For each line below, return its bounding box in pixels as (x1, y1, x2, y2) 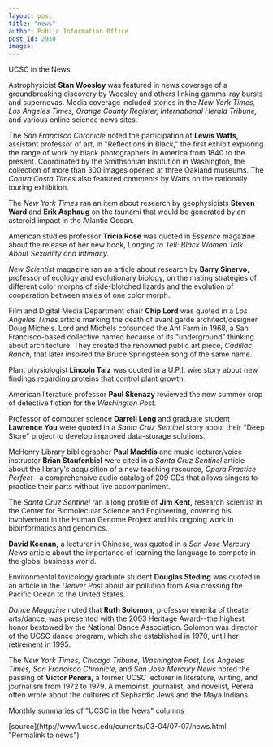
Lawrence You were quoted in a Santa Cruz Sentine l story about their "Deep (8, 422, 266, 432)
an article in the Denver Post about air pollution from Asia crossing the (8, 581, 243, 591)
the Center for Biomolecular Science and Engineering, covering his (8, 506, 232, 516)
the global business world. (8, 557, 97, 566)
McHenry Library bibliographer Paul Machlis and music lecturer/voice (8, 447, 242, 456)
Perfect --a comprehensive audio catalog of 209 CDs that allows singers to (8, 473, 258, 483)
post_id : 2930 (8, 34, 57, 43)
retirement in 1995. (8, 640, 71, 649)
